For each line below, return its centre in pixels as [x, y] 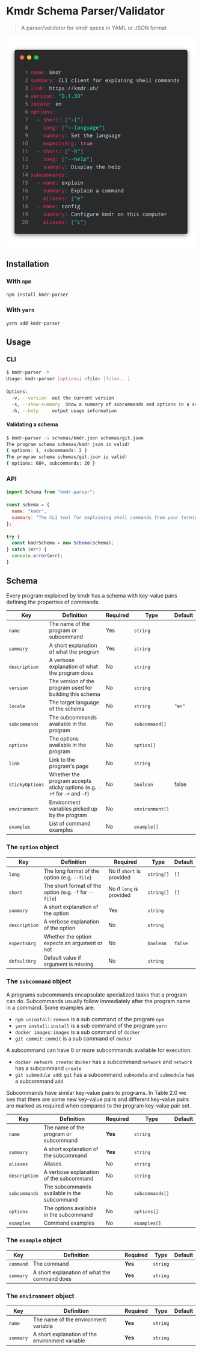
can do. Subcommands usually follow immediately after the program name [98, 1001]
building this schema [75, 694]
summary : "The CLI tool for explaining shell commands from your [95, 517]
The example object [34, 1240]
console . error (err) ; [37, 556]
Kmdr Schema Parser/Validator [86, 11]
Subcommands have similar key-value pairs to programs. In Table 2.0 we [96, 1092]
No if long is [123, 889]
